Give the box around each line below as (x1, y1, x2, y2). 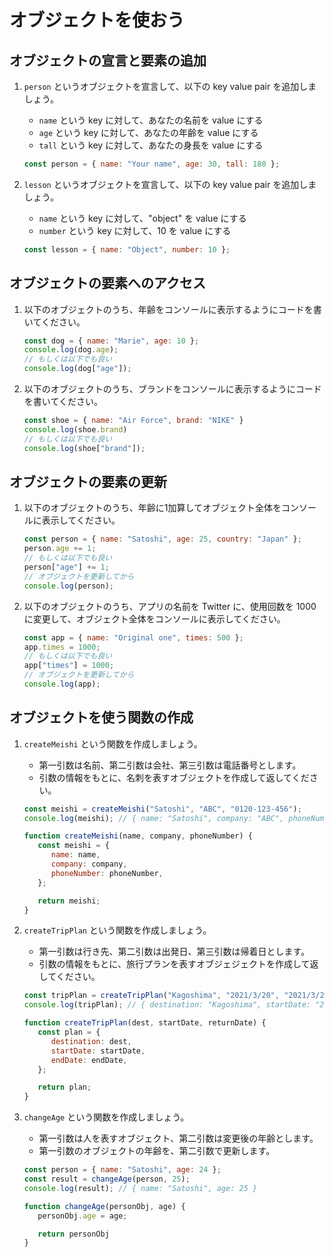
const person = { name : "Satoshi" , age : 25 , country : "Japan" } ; (23, 534, 302, 545)
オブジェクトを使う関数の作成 (9, 709, 194, 726)
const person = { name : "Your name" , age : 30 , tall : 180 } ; (23, 159, 281, 169)
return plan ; (37, 1082, 92, 1093)
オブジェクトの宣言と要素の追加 (9, 52, 207, 69)
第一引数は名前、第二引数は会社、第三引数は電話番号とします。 (38, 759, 302, 771)
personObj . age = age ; (37, 1211, 128, 1221)
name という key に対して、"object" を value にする (38, 212, 247, 224)
